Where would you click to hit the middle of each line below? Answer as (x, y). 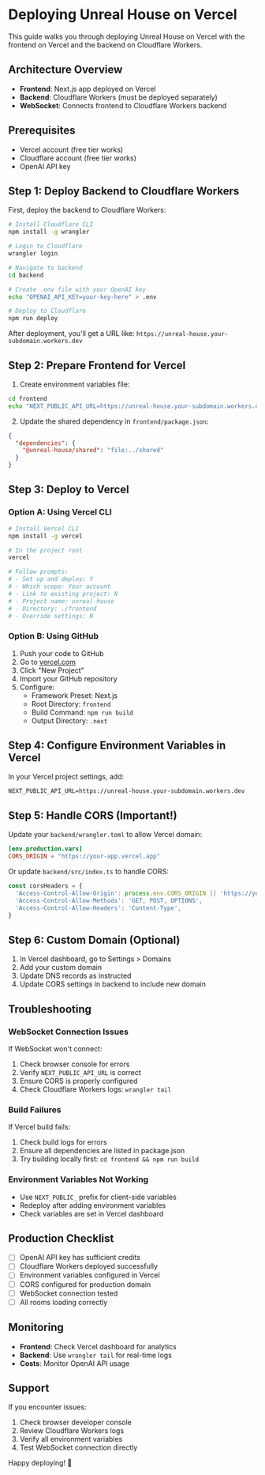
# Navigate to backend (45, 268)
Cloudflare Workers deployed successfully (89, 1266)
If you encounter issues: (47, 1407)
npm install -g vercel (45, 536)
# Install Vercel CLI (44, 528)
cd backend (26, 275)
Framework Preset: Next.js (75, 695)
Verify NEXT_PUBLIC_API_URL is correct (80, 1072)
